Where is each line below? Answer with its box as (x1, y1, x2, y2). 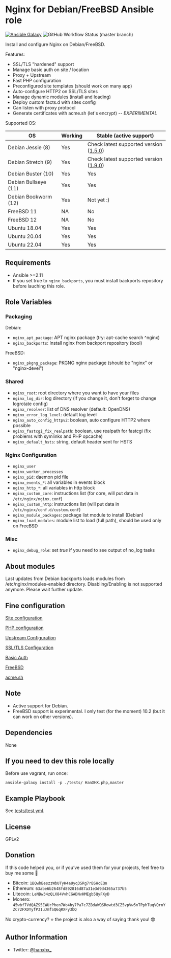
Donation (5, 851, 35, 860)
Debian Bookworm (8, 193, 52, 200)
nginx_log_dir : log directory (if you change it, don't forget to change (12, 395, 157, 401)
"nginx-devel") (12, 365, 44, 371)
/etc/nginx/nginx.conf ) (12, 496, 63, 502)
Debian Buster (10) (8, 170, 54, 177)
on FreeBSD (12, 523, 38, 529)
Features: (5, 51, 25, 57)
